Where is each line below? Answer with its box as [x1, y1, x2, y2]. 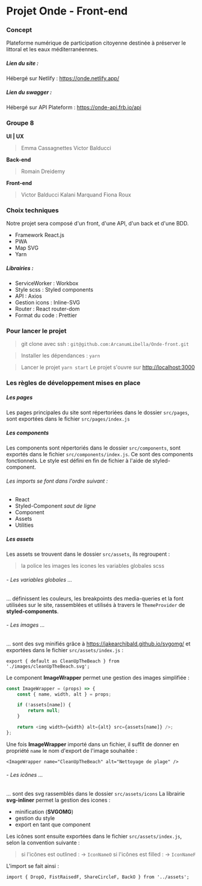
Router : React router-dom [14, 305, 80, 312]
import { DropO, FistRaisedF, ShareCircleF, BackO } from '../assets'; [6, 874, 189, 881]
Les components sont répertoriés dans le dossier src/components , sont [6, 444, 181, 451]
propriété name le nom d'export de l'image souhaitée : [6, 747, 138, 754]
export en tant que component [14, 821, 91, 828]
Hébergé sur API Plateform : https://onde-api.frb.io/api [6, 104, 141, 111]
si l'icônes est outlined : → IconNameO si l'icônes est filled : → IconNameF [20, 851, 196, 858]
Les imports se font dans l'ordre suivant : [6, 477, 108, 485]
